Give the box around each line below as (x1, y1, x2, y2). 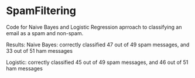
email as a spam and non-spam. (6, 29, 84, 36)
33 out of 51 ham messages (6, 47, 73, 54)
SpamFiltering (6, 4, 76, 18)
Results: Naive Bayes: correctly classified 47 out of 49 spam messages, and (6, 41, 190, 48)
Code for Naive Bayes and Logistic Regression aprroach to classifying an (6, 23, 182, 30)
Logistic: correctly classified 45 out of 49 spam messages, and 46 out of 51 (6, 59, 189, 66)
